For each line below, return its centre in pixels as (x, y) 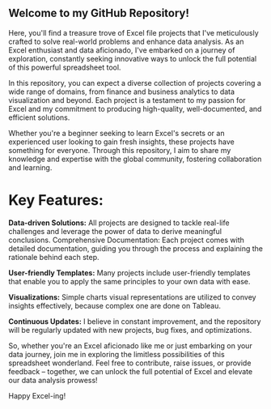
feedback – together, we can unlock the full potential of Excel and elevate (131, 371)
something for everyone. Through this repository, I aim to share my (120, 150)
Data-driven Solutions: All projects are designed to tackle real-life (119, 223)
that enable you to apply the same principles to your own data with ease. (129, 281)
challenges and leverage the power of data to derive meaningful (115, 231)
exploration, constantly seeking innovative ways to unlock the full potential (133, 58)
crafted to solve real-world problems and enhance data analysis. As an (126, 41)
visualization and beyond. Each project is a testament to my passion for (127, 100)
